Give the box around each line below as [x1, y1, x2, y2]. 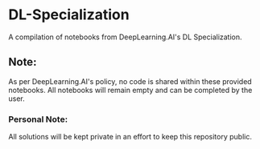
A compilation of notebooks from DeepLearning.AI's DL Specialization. [8, 32, 243, 42]
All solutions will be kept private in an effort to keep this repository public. [8, 132, 252, 142]
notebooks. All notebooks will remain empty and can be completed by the [8, 85, 253, 95]
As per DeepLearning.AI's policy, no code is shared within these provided [8, 76, 252, 86]
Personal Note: [8, 114, 68, 125]
